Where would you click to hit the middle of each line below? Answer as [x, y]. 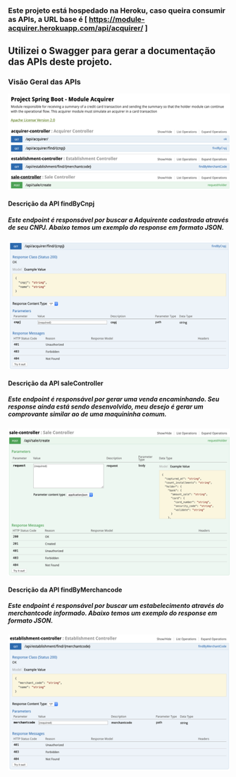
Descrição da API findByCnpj [51, 204]
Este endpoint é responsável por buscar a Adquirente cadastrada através [118, 220]
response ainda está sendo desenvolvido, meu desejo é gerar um [106, 406]
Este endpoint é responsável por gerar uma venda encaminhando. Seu [114, 399]
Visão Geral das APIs [44, 82]
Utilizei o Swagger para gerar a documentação [112, 51]
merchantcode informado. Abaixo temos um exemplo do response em [113, 613]
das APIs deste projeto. [60, 62]
